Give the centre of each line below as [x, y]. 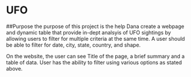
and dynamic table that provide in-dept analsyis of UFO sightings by [89, 32]
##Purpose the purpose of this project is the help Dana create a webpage [95, 26]
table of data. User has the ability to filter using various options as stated [94, 62]
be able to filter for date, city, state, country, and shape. [73, 45]
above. [14, 68]
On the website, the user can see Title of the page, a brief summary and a [95, 56]
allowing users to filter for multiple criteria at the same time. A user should [95, 38]
